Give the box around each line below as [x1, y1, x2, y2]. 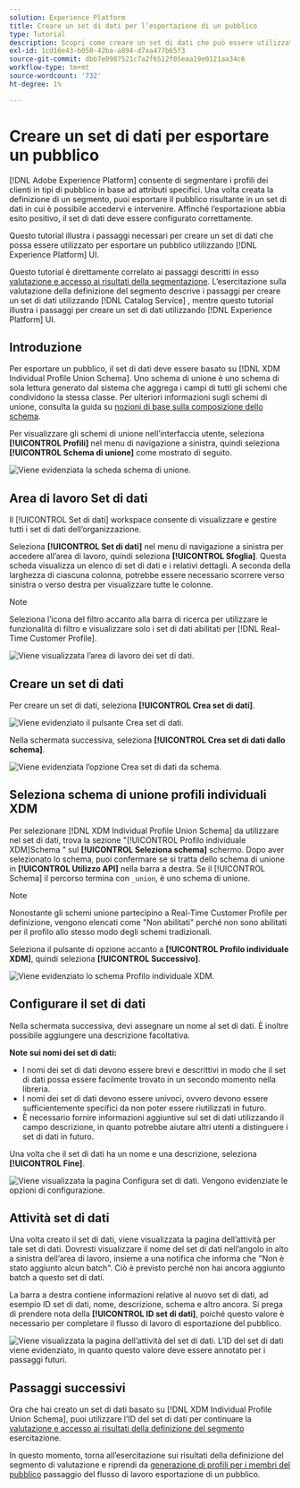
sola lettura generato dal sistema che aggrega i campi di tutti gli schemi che [9, 382, 287, 394]
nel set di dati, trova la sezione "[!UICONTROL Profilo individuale [9, 834, 246, 846]
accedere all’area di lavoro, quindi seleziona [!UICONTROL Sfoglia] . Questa [9, 551, 287, 562]
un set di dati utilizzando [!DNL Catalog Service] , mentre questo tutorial [9, 294, 274, 305]
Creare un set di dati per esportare [9, 126, 270, 146]
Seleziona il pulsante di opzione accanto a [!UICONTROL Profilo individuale [9, 943, 289, 954]
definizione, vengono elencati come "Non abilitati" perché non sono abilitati [9, 916, 287, 927]
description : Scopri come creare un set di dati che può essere [9, 38, 254, 47]
